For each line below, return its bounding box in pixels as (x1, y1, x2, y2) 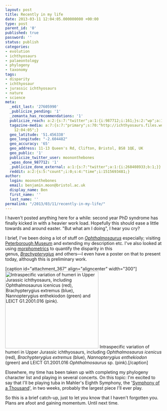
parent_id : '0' (5, 26, 37, 31)
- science (5, 95, 26, 100)
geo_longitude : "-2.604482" (9, 137, 68, 142)
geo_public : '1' (9, 151, 43, 156)
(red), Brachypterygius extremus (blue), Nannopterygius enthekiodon (5, 354, 148, 360)
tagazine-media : (9, 123, 43, 128)
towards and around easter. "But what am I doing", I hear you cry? (5, 226, 140, 232)
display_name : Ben (9, 187, 48, 192)
